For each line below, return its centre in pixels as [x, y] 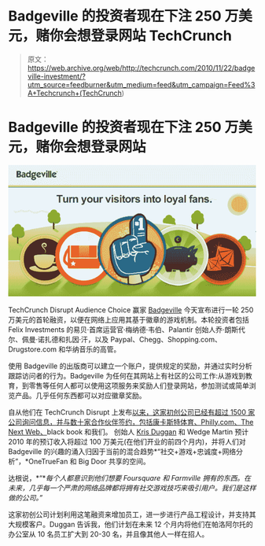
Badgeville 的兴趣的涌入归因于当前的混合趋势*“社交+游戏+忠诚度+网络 [122, 451]
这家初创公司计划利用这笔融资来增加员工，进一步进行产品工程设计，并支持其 [132, 514]
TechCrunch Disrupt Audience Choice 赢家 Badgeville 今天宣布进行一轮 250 [131, 310]
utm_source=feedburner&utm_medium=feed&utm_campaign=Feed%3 [141, 84]
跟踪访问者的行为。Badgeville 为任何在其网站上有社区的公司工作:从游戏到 [127, 375]
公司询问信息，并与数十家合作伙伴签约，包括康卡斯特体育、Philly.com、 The [131, 422]
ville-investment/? [57, 76]
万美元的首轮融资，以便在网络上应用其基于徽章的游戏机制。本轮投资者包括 [129, 319]
